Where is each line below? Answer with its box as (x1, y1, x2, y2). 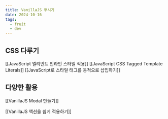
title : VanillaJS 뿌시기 (5, 7, 55, 13)
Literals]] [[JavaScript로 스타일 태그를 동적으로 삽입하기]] (5, 67, 120, 73)
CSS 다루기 (5, 46, 39, 55)
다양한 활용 (5, 83, 38, 92)
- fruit (10, 21, 26, 27)
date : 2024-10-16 (5, 12, 42, 17)
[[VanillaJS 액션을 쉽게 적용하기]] (5, 108, 72, 114)
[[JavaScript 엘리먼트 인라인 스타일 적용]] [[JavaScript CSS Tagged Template (5, 60, 163, 66)
